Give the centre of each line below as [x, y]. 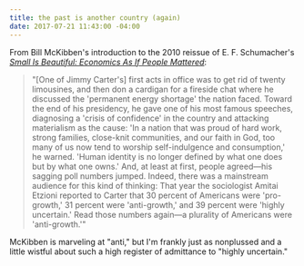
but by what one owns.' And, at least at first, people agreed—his [152, 166]
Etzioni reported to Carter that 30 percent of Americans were [146, 195]
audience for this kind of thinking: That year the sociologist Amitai [155, 185]
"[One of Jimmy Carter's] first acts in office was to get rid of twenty [158, 79]
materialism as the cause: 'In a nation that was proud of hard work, [157, 127]
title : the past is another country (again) [95, 18]
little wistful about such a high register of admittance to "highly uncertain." [149, 251]
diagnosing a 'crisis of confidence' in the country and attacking [150, 118]
